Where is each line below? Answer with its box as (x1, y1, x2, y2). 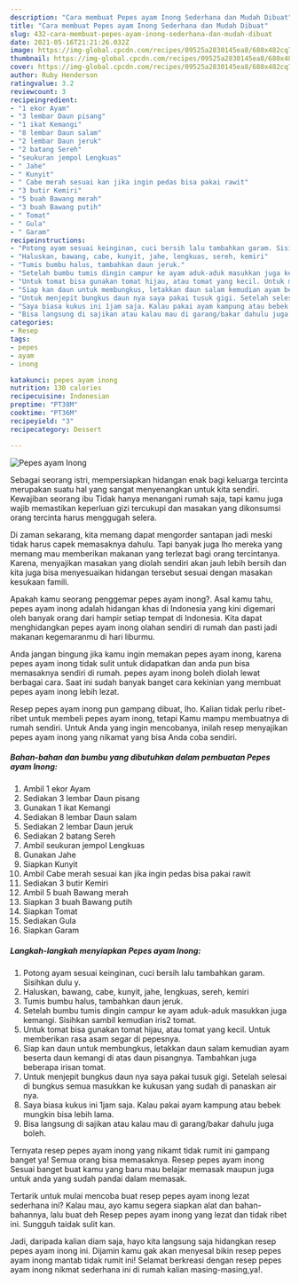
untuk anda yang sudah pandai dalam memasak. (10, 1173, 187, 1185)
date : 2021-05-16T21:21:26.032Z (10, 37, 130, 47)
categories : (10, 319, 54, 327)
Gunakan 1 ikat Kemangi (22, 802, 111, 813)
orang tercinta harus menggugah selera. (10, 512, 158, 523)
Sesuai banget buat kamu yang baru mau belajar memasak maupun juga (10, 1164, 274, 1175)
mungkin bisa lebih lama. (22, 1109, 114, 1120)
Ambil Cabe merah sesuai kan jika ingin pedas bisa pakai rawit (22, 869, 251, 879)
